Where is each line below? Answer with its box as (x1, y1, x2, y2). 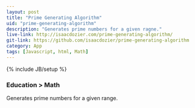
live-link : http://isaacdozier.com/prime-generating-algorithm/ (6, 32, 173, 38)
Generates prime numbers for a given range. (6, 95, 118, 102)
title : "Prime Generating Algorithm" (6, 15, 102, 21)
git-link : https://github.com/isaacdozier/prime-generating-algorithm (6, 37, 190, 43)
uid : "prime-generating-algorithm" (6, 20, 97, 26)
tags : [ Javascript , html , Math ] (6, 49, 88, 55)
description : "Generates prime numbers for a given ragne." (6, 26, 163, 32)
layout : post (6, 9, 40, 15)
